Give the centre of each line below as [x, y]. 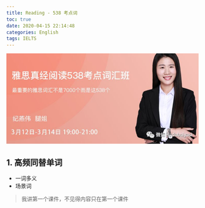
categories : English [33, 32]
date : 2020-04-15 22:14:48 [41, 26]
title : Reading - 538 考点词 [42, 13]
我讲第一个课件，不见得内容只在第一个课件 [75, 199]
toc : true [19, 19]
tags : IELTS [21, 39]
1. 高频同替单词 [34, 163]
